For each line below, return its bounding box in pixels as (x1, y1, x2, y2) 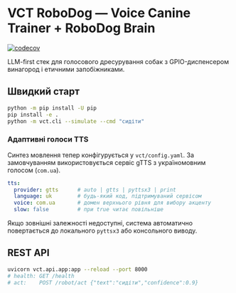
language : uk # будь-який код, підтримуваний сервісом (14, 193, 202, 200)
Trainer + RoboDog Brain (7, 20, 156, 36)
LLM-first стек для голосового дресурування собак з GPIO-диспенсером (7, 57, 230, 65)
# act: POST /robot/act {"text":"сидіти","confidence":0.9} (7, 279, 199, 286)
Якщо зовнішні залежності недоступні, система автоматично (7, 219, 193, 228)
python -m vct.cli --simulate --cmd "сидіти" (7, 117, 144, 125)
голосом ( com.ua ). (7, 166, 61, 174)
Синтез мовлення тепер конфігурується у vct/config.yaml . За (7, 151, 194, 159)
